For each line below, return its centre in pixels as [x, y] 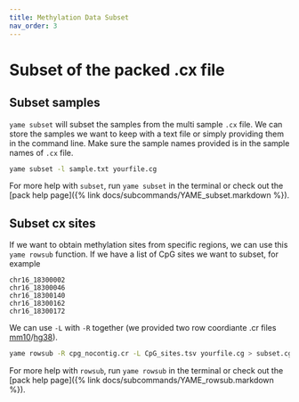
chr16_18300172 [37, 312]
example [25, 264]
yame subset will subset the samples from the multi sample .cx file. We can [146, 124]
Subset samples [55, 103]
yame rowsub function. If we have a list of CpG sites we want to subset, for [144, 254]
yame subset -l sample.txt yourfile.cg [83, 169]
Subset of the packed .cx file [117, 70]
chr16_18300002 [37, 280]
